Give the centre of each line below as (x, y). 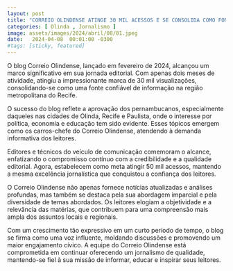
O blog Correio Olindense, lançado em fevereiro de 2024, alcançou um (108, 66)
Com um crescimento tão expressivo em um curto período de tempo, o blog (115, 230)
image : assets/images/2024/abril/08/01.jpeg (72, 33)
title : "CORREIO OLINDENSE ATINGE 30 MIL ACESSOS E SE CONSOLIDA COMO (111, 20)
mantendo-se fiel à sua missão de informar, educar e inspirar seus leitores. (114, 260)
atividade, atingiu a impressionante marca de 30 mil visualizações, (102, 80)
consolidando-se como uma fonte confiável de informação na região (105, 88)
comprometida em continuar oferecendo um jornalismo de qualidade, (106, 252)
